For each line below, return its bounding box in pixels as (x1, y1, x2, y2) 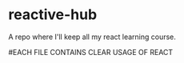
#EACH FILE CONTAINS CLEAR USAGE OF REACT (8, 47, 174, 57)
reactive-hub (8, 6, 98, 24)
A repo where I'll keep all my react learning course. (8, 32, 176, 41)
